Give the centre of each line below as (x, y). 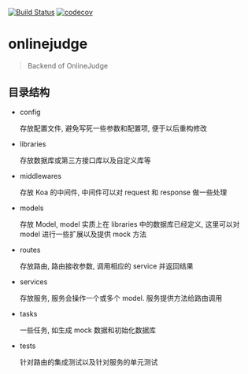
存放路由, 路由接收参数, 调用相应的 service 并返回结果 (107, 266)
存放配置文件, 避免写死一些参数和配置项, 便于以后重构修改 (113, 128)
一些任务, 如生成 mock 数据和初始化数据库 (87, 330)
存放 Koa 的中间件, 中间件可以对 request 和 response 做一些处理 (123, 192)
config (30, 112)
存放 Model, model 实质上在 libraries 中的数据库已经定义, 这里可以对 (130, 224)
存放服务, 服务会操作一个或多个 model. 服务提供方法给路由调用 (121, 298)
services (33, 281)
